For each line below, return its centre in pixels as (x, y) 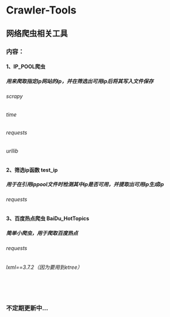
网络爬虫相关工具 (37, 33)
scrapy (15, 96)
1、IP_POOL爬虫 (26, 67)
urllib (12, 151)
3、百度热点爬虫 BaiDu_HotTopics (48, 218)
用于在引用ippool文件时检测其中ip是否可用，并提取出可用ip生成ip (85, 184)
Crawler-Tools (41, 10)
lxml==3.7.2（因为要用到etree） (44, 267)
